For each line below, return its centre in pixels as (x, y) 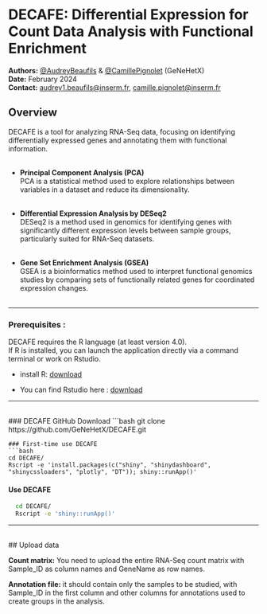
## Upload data (34, 545)
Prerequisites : (37, 324)
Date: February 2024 (43, 79)
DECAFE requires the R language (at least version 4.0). (98, 342)
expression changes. (54, 287)
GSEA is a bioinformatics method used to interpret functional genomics (136, 271)
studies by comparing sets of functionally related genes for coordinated (137, 280)
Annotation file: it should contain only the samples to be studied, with (123, 584)
